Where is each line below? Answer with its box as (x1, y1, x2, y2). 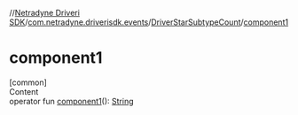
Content (9, 86, 39, 96)
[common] (9, 77, 47, 88)
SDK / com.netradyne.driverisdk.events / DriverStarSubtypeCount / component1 (9, 17, 289, 27)
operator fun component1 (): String (9, 96, 134, 106)
